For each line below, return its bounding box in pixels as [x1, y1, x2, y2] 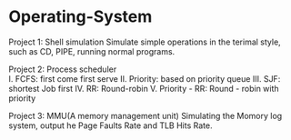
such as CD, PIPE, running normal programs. [8, 45, 176, 56]
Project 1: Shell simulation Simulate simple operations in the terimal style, [8, 36, 281, 47]
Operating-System [8, 6, 153, 27]
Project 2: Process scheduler [8, 64, 117, 75]
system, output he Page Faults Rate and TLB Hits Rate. [8, 120, 213, 131]
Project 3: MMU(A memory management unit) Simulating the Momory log [8, 110, 283, 121]
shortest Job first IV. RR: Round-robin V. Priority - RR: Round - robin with [8, 83, 279, 94]
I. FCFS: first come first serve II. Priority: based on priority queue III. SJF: [8, 73, 281, 84]
